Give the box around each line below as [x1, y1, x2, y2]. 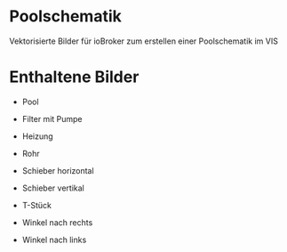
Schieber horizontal [21, 165, 95, 175]
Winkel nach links [21, 234, 87, 245]
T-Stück [21, 199, 52, 210]
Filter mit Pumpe [21, 113, 83, 124]
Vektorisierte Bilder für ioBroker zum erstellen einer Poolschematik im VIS [9, 36, 278, 46]
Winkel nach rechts [21, 216, 93, 228]
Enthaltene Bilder [9, 67, 140, 87]
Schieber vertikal [21, 183, 84, 193]
